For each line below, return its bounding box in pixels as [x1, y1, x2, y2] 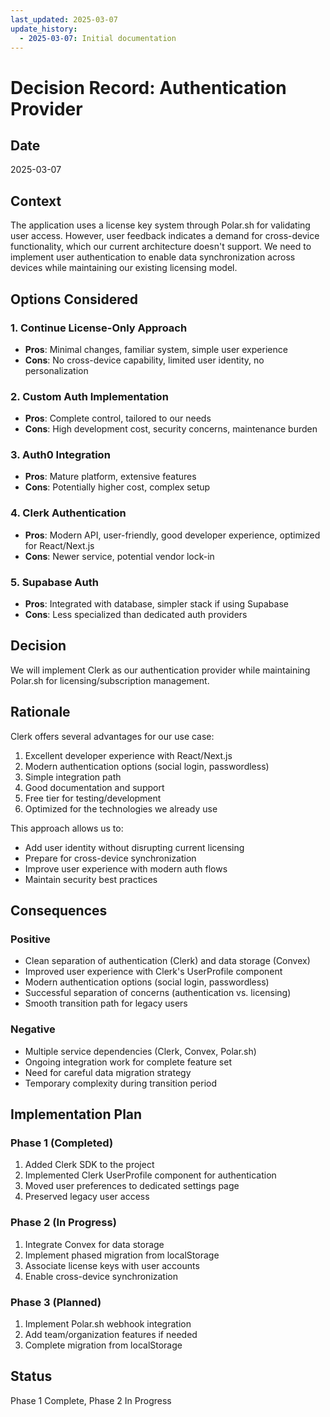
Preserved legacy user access [24, 1191, 150, 1203]
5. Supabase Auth [10, 575, 99, 589]
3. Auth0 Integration [10, 448, 111, 462]
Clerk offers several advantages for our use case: [10, 730, 215, 742]
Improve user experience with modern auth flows [24, 862, 228, 875]
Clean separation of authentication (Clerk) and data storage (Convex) [24, 955, 311, 967]
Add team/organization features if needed [24, 1328, 198, 1340]
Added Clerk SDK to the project [24, 1159, 155, 1171]
